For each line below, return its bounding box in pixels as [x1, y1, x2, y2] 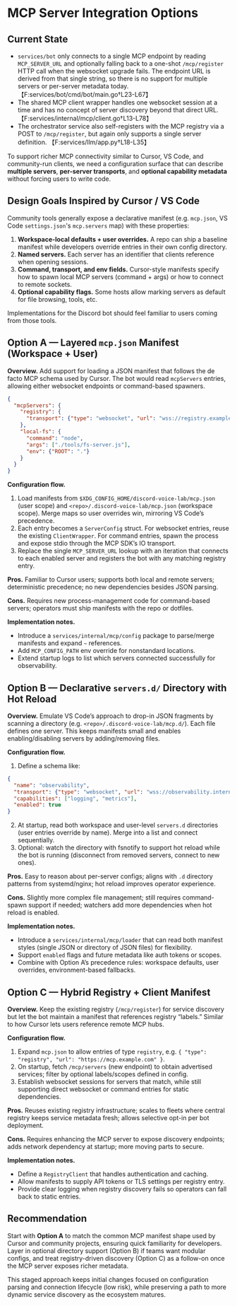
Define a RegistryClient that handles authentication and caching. [17, 1170, 209, 1178]
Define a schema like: [17, 761, 81, 770]
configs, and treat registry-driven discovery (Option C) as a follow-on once [7, 1254, 226, 1262]
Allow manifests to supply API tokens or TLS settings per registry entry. [17, 1177, 225, 1185]
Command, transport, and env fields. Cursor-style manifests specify [17, 265, 220, 273]
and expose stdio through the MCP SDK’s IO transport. [17, 539, 176, 548]
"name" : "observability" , [13, 782, 90, 789]
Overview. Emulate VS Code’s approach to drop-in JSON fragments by [7, 712, 214, 720]
